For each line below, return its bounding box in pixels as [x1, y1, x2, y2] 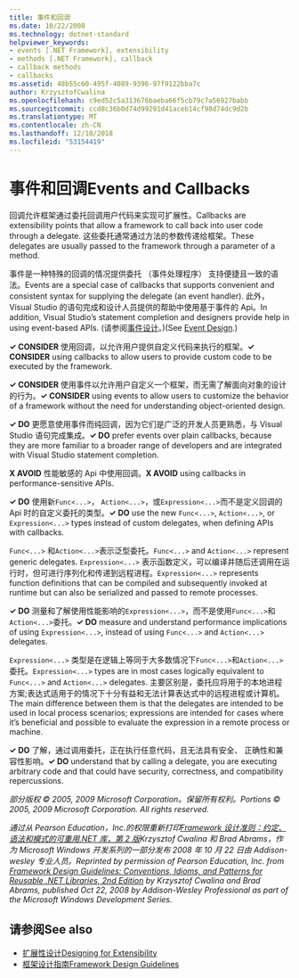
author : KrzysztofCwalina [9, 87, 105, 96]
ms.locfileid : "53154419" [9, 137, 105, 146]
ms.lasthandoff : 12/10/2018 [9, 129, 114, 138]
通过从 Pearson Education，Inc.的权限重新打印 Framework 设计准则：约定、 [9, 822, 287, 833]
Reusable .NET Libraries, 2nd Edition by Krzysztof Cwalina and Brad [9, 875, 261, 885]
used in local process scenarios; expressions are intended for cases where [9, 707, 284, 718]
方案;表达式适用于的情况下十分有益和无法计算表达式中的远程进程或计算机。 [9, 687, 285, 698]
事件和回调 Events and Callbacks [9, 178, 251, 199]
